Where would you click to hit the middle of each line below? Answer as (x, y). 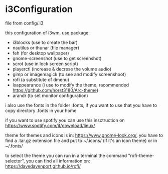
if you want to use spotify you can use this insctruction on (65, 120)
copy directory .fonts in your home (41, 110)
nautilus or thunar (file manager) (46, 47)
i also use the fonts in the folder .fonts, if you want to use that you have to (81, 105)
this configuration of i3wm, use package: (48, 32)
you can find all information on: (58, 160)
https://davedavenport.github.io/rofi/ (43, 166)
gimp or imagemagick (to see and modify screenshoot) (69, 74)
